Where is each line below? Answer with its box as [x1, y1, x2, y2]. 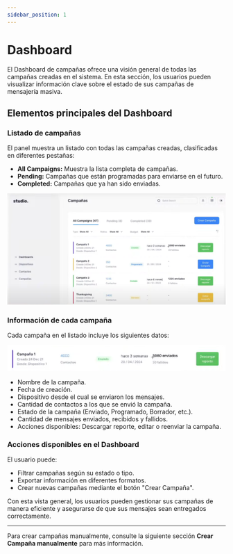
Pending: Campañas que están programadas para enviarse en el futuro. [17, 172, 223, 181]
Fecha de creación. [17, 385, 73, 393]
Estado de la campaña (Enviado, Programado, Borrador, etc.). [17, 407, 193, 416]
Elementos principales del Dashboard [7, 107, 173, 119]
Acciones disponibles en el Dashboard [7, 439, 140, 449]
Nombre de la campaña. [17, 377, 87, 386]
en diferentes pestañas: [7, 152, 75, 160]
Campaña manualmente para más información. [7, 539, 144, 547]
